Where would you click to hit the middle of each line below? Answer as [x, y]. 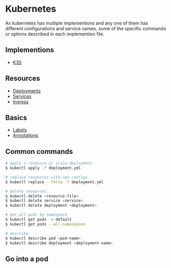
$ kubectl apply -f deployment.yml [43, 168]
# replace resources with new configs [46, 177]
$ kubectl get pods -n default [39, 220]
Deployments [27, 91]
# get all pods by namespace [36, 215]
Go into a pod [27, 259]
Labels [20, 130]
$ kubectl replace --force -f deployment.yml [54, 182]
